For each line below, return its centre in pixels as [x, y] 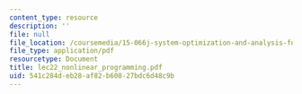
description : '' [40, 26]
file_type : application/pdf [62, 51]
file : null [30, 34]
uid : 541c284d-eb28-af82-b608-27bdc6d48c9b [92, 76]
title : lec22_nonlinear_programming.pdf [86, 68]
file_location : [38, 43]
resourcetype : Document [54, 59]
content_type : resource [54, 17]
